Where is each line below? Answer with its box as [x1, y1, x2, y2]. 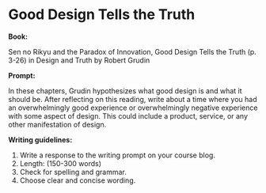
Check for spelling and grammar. [19, 167, 127, 176]
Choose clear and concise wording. [19, 176, 136, 185]
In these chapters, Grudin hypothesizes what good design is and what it [8, 85, 243, 96]
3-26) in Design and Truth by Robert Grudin [8, 55, 150, 65]
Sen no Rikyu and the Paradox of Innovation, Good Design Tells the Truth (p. [8, 47, 257, 56]
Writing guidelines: [8, 134, 73, 144]
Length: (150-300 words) [19, 158, 101, 168]
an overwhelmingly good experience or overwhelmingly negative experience [8, 103, 258, 112]
